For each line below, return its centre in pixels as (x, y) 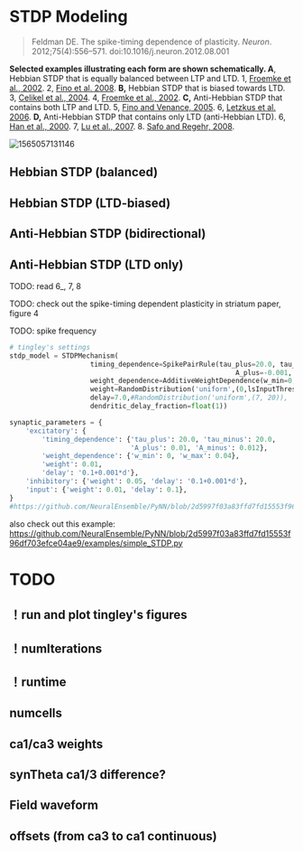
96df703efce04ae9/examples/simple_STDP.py (96, 543)
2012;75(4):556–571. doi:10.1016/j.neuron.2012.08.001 (130, 51)
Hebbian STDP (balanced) (84, 172)
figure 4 (24, 313)
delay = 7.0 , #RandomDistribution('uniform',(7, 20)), (189, 398)
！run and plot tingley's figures (98, 615)
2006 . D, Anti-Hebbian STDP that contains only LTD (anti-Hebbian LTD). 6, (147, 117)
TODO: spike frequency (53, 331)
